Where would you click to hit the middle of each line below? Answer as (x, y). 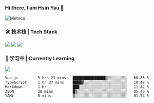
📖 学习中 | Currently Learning (40, 58)
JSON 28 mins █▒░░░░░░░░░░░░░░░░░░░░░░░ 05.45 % (77, 91)
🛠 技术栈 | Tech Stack (31, 32)
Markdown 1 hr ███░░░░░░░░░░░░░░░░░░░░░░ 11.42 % (77, 87)
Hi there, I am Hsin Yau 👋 (35, 8)
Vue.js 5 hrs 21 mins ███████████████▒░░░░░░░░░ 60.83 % (77, 78)
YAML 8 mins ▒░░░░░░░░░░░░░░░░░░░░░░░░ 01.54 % (77, 96)
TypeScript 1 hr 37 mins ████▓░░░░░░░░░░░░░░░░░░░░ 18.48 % (77, 82)
